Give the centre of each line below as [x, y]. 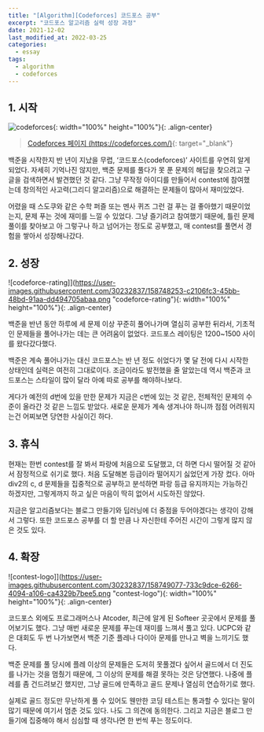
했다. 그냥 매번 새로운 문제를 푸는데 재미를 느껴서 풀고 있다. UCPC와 [139, 627]
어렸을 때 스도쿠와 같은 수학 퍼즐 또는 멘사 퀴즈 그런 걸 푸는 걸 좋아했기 [116, 206]
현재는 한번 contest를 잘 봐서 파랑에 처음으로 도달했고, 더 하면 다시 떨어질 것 [125, 464]
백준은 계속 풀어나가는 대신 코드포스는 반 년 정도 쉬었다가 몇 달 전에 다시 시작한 [128, 360]
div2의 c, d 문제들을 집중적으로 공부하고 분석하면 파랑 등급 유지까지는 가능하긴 [128, 484]
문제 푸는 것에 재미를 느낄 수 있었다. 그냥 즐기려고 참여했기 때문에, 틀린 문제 [140, 216]
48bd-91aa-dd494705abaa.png [60, 299]
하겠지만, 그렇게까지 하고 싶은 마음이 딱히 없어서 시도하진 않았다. [107, 494]
